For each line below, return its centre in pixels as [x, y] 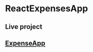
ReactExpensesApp [46, 9]
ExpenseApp [25, 43]
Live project [24, 27]
